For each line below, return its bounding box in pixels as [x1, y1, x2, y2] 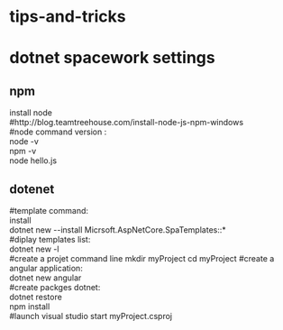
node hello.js [9, 155, 57, 166]
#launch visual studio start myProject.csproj [9, 311, 173, 321]
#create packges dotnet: [9, 282, 101, 292]
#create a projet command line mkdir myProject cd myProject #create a [9, 253, 275, 263]
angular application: [9, 263, 83, 273]
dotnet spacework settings [9, 48, 215, 69]
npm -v [9, 146, 37, 157]
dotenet [9, 181, 55, 197]
